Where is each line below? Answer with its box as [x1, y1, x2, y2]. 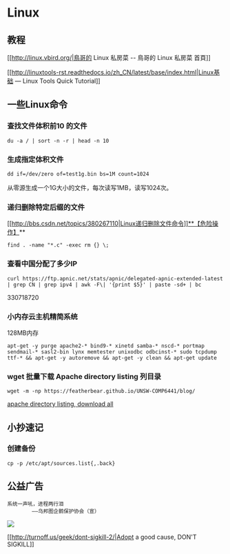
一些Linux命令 [7, 99, 67, 111]
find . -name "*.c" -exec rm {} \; [7, 242, 109, 249]
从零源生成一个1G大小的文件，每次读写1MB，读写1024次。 [7, 183, 173, 192]
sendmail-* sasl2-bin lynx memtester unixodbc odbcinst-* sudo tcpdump [7, 348, 217, 356]
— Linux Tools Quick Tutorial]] [14, 77, 101, 85]
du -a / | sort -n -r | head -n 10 [7, 137, 109, 144]
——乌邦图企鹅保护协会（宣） [32, 508, 100, 515]
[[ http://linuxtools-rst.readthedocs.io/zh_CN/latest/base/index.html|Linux [7, 68, 214, 76]
